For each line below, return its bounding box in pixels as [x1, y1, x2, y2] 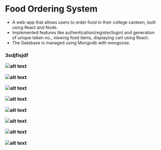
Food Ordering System [5, 3, 98, 14]
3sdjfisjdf [5, 52, 28, 58]
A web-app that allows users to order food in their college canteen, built [12, 19, 156, 25]
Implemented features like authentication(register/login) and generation [12, 29, 155, 35]
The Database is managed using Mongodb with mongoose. [12, 40, 130, 45]
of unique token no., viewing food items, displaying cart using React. [12, 35, 149, 41]
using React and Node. [12, 24, 58, 30]
